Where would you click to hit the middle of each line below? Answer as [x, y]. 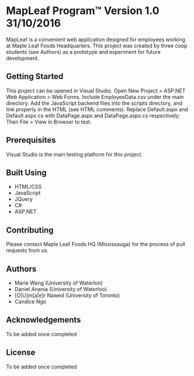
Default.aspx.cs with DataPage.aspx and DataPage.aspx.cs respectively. [93, 115]
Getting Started [35, 76]
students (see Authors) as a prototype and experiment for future [83, 52]
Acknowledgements [44, 320]
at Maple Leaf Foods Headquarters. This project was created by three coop [97, 46]
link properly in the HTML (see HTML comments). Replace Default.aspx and [97, 109]
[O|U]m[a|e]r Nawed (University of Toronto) [67, 295]
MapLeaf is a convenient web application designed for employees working [96, 39]
